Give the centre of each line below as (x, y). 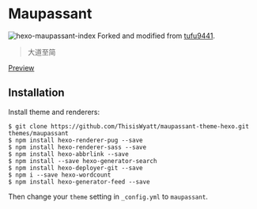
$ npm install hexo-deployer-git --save (76, 168)
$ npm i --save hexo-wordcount (60, 175)
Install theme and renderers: (54, 112)
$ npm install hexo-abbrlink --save (68, 154)
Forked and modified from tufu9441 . (157, 36)
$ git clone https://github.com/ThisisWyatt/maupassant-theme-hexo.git (128, 126)
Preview (21, 67)
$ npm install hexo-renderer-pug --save (76, 140)
